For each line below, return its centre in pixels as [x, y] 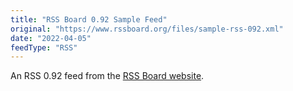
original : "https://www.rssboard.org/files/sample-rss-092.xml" [147, 29]
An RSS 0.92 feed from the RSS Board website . [107, 76]
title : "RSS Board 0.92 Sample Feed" [89, 19]
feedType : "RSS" [44, 47]
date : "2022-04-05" [51, 38]
